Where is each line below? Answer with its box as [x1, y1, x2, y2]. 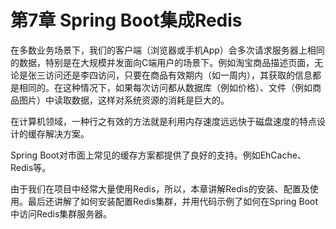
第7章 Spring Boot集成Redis [10, 9, 243, 32]
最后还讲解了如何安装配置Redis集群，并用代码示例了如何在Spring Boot [27, 195, 318, 207]
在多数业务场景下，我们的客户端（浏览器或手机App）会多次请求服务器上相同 [10, 44, 325, 56]
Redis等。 [10, 161, 52, 173]
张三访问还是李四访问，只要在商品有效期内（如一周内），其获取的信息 [27, 69, 313, 81]
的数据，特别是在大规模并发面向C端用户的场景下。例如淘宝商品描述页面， [10, 56, 315, 68]
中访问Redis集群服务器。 [10, 207, 113, 220]
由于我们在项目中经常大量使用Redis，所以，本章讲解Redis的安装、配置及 [10, 182, 310, 195]
